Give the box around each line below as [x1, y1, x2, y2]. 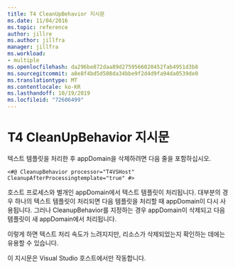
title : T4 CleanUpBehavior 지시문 [7, 10, 105, 18]
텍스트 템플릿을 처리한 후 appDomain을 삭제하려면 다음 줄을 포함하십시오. [7, 154, 212, 162]
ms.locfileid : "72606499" [7, 97, 84, 104]
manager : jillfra [7, 43, 59, 51]
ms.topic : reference [7, 23, 69, 31]
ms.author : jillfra [7, 37, 65, 44]
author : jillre [7, 30, 53, 38]
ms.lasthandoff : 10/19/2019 [7, 90, 91, 97]
